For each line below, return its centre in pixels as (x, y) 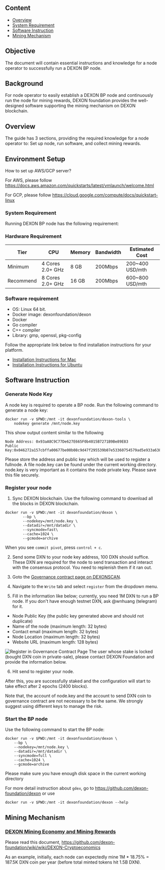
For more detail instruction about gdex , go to (50, 788)
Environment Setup (35, 159)
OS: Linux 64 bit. (29, 309)
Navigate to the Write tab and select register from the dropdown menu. (85, 586)
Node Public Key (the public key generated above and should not (78, 616)
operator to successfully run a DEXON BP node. (53, 68)
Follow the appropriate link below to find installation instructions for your (78, 345)
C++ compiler (26, 330)
